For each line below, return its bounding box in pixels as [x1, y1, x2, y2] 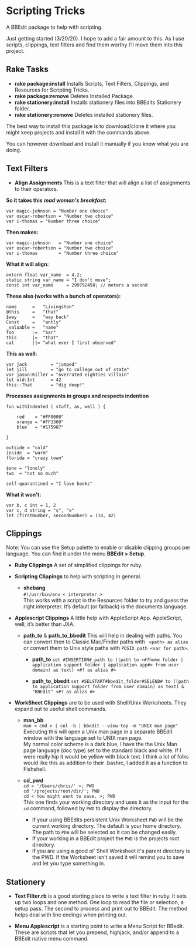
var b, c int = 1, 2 [6, 502, 57, 508]
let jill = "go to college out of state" [6, 366, 130, 372]
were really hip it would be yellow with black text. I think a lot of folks [23, 753, 189, 760]
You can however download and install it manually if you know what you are [6, 140, 189, 147]
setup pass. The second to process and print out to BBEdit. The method [14, 905, 188, 912]
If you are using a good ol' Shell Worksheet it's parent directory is [32, 847, 190, 855]
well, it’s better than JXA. [14, 621, 75, 628]
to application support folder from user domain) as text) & [32, 684, 184, 690]
